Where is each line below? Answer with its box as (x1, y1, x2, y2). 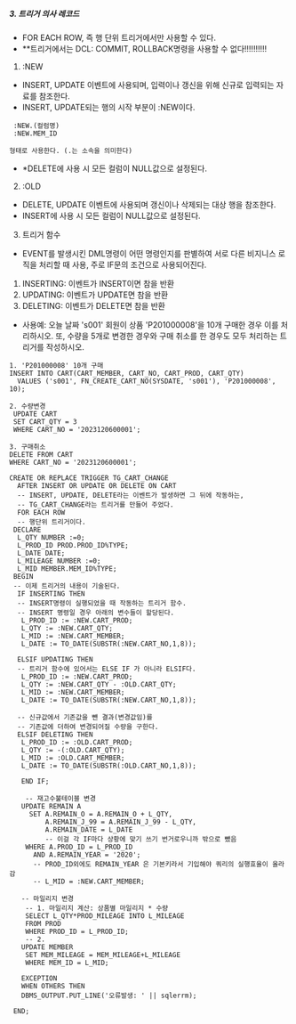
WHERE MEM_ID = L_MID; (25, 958, 109, 967)
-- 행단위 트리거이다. (17, 517, 86, 526)
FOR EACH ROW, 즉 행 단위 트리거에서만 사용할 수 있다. (21, 32, 216, 43)
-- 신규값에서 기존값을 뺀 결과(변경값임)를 (17, 712, 153, 721)
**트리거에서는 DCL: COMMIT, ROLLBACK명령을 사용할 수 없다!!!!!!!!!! (21, 43, 268, 53)
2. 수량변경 (9, 402, 46, 410)
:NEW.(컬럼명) (12, 121, 60, 130)
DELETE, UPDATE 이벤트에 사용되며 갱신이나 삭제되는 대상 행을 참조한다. (21, 199, 276, 209)
